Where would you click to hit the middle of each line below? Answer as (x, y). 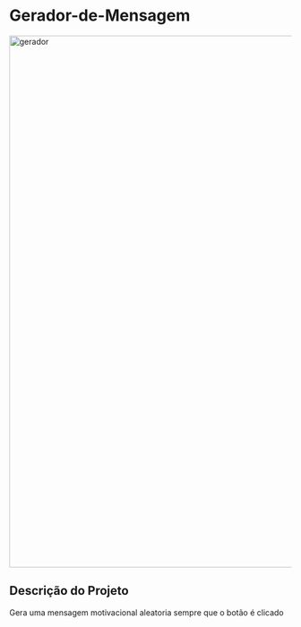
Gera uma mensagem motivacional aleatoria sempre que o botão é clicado (146, 612)
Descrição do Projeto (69, 591)
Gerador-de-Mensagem (100, 16)
